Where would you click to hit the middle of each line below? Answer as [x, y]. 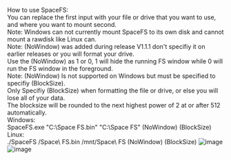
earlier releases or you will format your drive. [71, 54]
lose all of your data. [36, 98]
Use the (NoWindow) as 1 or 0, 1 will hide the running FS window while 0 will [115, 61]
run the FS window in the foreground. [60, 69]
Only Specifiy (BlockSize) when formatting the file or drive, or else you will [113, 90]
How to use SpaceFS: [38, 10]
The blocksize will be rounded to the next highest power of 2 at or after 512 [114, 105]
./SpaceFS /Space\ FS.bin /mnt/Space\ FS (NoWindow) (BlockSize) [102, 142]
